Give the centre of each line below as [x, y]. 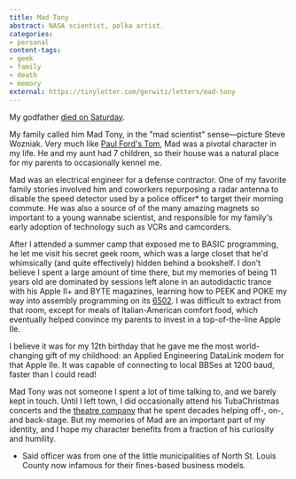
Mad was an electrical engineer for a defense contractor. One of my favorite [148, 179]
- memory [25, 83]
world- [247, 346]
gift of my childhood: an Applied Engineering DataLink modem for [165, 355]
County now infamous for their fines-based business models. [134, 465]
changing [27, 355]
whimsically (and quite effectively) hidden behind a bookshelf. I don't [135, 263]
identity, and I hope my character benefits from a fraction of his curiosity [142, 429]
